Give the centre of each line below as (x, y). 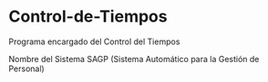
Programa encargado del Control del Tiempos (94, 41)
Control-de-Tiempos (88, 17)
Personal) (26, 68)
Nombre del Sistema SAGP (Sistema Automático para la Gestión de (134, 59)
